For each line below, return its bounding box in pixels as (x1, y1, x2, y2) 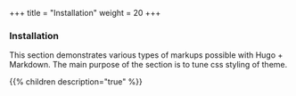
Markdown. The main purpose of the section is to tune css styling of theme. (9, 60, 288, 70)
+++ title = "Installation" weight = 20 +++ (9, 8, 161, 18)
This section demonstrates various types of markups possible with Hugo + (9, 50, 284, 60)
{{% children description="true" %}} (9, 76, 143, 87)
